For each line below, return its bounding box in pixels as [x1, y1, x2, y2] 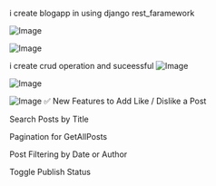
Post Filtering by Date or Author [9, 149, 128, 160]
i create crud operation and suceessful [9, 61, 154, 71]
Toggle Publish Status [9, 167, 91, 177]
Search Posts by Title [9, 113, 89, 124]
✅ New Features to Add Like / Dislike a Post [44, 95, 207, 106]
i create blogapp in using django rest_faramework [9, 8, 195, 18]
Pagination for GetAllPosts [9, 132, 107, 142]
